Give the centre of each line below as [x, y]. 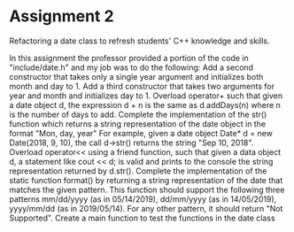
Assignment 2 [62, 16]
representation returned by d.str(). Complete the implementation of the [138, 171]
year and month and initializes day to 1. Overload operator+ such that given [146, 96]
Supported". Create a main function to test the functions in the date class [143, 218]
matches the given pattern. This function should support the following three [147, 189]
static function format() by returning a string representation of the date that [146, 180]
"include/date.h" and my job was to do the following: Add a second [132, 67]
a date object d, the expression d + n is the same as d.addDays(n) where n [145, 104]
